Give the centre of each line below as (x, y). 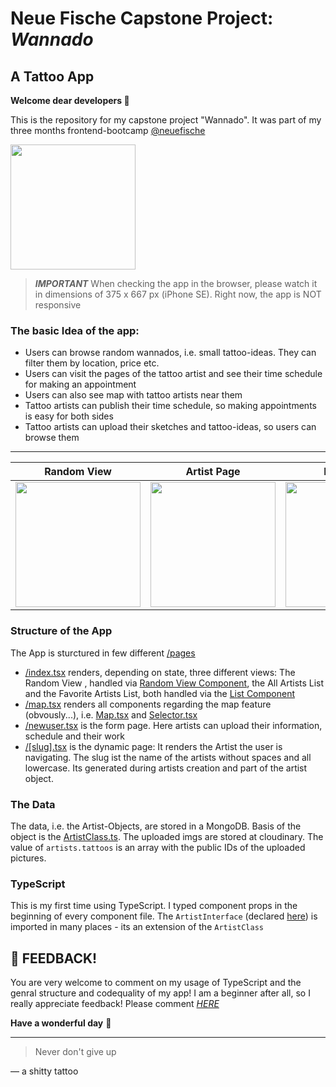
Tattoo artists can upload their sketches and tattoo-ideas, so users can (170, 427)
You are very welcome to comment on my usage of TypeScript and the (156, 982)
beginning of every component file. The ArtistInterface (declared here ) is (164, 916)
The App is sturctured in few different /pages (103, 653)
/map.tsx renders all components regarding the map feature (148, 704)
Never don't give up (75, 1051)
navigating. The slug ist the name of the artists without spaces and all (168, 757)
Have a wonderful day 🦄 (61, 1023)
